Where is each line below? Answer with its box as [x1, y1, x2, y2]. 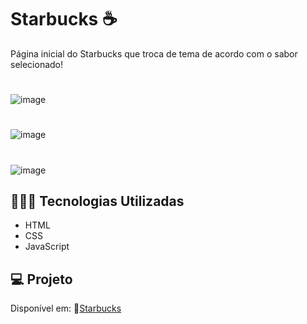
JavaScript [24, 241, 70, 253]
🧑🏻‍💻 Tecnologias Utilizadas [10, 192, 185, 210]
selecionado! [10, 58, 64, 70]
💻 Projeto [10, 271, 73, 288]
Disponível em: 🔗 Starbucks [10, 302, 122, 315]
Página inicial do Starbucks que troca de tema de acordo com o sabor [10, 47, 298, 60]
